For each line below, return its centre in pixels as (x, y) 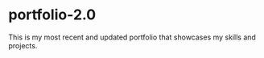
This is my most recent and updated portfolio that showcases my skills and (132, 37)
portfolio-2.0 (52, 15)
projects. (23, 45)
